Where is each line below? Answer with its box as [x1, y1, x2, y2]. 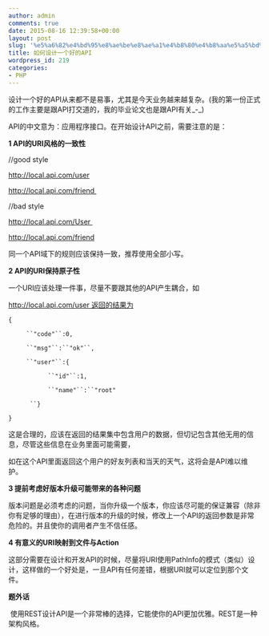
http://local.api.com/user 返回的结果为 [8, 300, 134, 310]
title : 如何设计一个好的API [8, 49, 92, 57]
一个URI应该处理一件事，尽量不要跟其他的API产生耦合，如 [8, 282, 200, 293]
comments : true [8, 19, 59, 27]
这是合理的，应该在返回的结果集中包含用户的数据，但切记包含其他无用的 [8, 429, 247, 439]
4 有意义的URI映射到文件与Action [8, 537, 119, 547]
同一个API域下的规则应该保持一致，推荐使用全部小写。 [8, 249, 188, 258]
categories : [8, 64, 48, 72]
